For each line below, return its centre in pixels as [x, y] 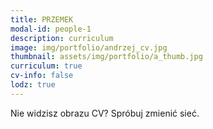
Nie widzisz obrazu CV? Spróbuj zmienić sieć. [105, 113]
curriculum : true [46, 66]
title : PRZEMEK [42, 19]
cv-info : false [42, 76]
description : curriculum [62, 38]
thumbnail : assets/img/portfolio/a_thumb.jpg [106, 57]
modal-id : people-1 [51, 29]
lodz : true [33, 85]
